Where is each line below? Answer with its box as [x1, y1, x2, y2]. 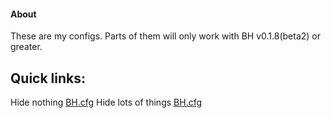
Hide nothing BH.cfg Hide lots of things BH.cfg [10, 96, 203, 109]
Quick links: [10, 70, 87, 87]
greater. [10, 41, 43, 53]
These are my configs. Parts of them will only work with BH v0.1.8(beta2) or [10, 30, 322, 42]
